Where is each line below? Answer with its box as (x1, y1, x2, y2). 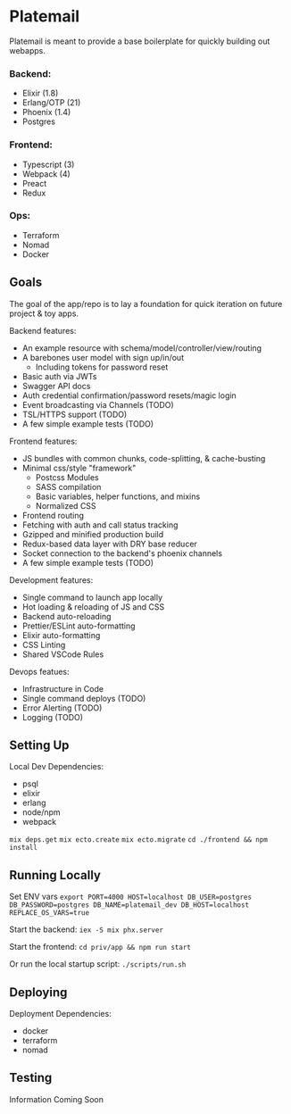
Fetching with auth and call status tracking (21, 520, 179, 530)
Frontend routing (21, 510, 85, 520)
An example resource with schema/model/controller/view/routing (21, 342, 262, 353)
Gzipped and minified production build (21, 528, 164, 539)
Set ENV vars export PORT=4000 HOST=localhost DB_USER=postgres (9, 891, 253, 902)
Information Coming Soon (9, 1093, 104, 1104)
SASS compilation (35, 481, 102, 492)
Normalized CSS (35, 500, 96, 511)
